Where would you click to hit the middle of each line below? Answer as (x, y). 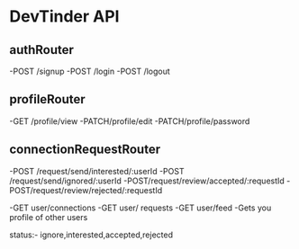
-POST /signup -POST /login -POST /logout (90, 71)
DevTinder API (64, 17)
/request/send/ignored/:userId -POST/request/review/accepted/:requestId (147, 181)
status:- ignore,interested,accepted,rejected (91, 235)
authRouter (42, 50)
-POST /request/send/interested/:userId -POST (97, 171)
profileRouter (47, 99)
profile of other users (49, 217)
